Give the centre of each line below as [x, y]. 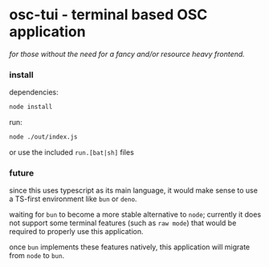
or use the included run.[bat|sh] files [72, 152]
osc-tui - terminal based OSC [108, 15]
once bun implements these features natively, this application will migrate [130, 247]
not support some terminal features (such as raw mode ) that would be [123, 223]
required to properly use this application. [76, 232]
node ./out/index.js [44, 137]
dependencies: [34, 92]
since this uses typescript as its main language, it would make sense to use [133, 191]
